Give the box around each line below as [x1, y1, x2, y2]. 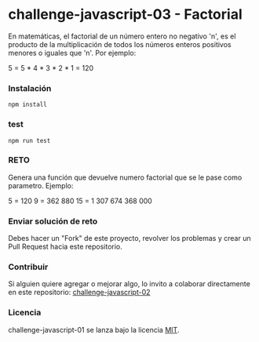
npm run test [8, 136, 51, 144]
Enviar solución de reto [8, 216, 98, 227]
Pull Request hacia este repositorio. [8, 242, 123, 252]
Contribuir [8, 261, 49, 272]
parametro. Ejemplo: [8, 180, 74, 190]
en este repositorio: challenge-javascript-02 [8, 288, 151, 297]
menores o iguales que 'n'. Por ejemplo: [8, 48, 137, 57]
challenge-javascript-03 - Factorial [8, 5, 243, 24]
